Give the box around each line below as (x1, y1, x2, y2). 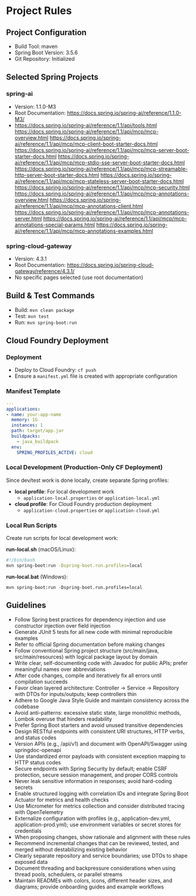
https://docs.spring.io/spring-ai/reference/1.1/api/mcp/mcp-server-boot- (14, 146, 190, 153)
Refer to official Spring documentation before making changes (14, 640, 165, 647)
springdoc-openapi (14, 746, 61, 753)
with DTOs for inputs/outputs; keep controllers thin (14, 690, 137, 697)
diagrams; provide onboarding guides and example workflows (14, 883, 164, 890)
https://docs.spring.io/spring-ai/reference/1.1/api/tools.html (14, 122, 157, 129)
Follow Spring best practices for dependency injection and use (14, 616, 166, 623)
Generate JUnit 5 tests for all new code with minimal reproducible (14, 628, 173, 635)
